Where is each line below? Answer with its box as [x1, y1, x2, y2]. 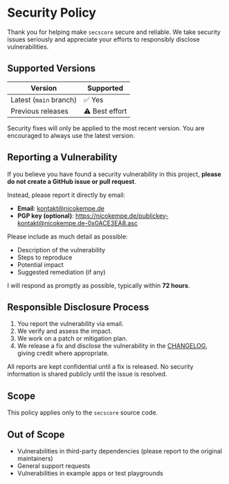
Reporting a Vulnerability [7, 151, 118, 164]
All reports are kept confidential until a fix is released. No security [7, 363, 194, 371]
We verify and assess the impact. [17, 327, 113, 336]
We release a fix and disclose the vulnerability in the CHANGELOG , [17, 342, 208, 350]
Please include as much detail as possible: [7, 232, 128, 241]
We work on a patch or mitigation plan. [17, 334, 128, 343]
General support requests [17, 462, 91, 469]
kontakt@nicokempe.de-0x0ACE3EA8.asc [17, 218, 138, 227]
